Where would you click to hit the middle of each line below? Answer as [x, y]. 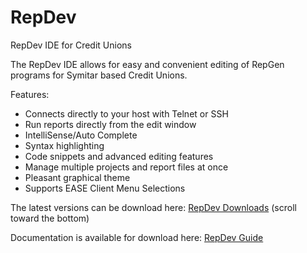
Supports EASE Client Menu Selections [105, 188]
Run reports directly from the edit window [110, 124]
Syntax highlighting [64, 145]
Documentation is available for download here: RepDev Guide [137, 237]
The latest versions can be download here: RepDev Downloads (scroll [153, 207]
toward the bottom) [50, 218]
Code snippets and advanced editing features [119, 156]
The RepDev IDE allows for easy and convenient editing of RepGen [147, 64]
